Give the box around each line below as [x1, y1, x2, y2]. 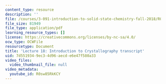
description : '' [5, 12, 39, 17]
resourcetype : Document [5, 44, 54, 49]
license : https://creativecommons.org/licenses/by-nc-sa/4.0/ [5, 35, 136, 40]
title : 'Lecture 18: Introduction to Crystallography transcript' [5, 48, 145, 53]
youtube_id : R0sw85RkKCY [9, 72, 61, 77]
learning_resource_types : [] [5, 30, 65, 35]
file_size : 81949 [5, 21, 41, 26]
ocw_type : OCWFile [5, 40, 43, 44]
